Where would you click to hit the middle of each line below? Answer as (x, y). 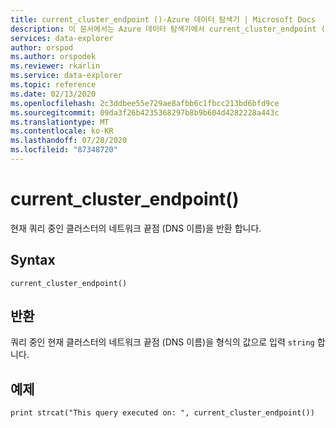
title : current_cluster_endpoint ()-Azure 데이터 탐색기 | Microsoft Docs (163, 19)
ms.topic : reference (53, 85)
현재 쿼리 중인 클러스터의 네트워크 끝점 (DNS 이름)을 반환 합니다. (136, 228)
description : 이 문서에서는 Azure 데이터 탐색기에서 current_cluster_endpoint (163, 29)
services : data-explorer (62, 38)
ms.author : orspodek (53, 57)
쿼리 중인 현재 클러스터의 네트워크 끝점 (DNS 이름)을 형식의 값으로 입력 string (162, 342)
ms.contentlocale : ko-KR (62, 131)
